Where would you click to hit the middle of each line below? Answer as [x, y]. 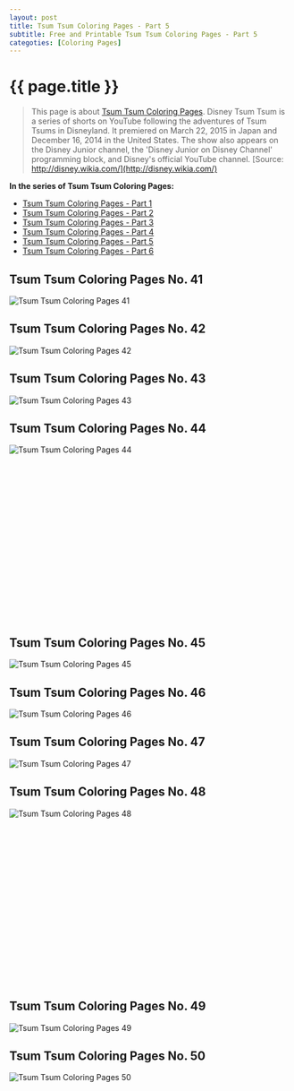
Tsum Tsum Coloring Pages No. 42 [108, 329]
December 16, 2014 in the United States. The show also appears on [155, 141]
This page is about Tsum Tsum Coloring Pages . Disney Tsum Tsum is [158, 112]
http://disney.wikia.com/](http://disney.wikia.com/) [124, 169]
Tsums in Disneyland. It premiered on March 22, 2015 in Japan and [154, 131]
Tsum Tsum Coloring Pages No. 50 [108, 1056]
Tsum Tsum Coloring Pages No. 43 [108, 378]
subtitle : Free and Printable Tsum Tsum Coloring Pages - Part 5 [133, 34]
